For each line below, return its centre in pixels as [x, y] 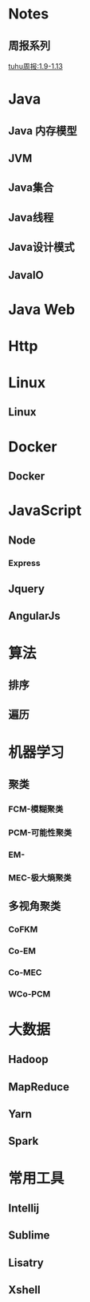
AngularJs [35, 616]
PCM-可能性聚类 [40, 832]
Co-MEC [25, 972]
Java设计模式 [41, 247]
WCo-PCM [29, 993]
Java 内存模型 [43, 130]
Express [25, 563]
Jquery [27, 589]
